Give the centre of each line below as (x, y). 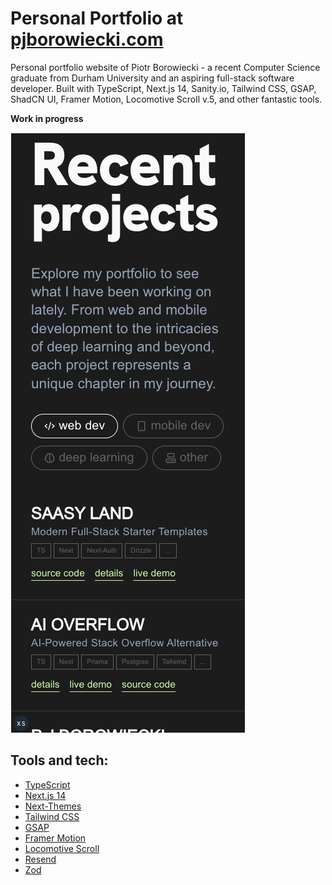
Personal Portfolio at (97, 18)
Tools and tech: (59, 760)
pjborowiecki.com (87, 39)
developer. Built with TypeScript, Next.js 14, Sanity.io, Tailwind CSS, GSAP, (163, 88)
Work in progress (47, 118)
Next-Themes (53, 806)
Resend (40, 859)
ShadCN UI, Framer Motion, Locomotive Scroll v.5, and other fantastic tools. (166, 99)
